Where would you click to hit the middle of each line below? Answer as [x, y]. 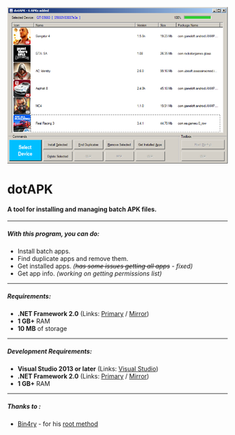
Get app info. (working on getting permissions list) [90, 273]
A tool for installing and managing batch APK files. [82, 209]
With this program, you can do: [54, 234]
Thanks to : [24, 406]
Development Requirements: [50, 351]
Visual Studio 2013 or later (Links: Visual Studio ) [88, 369]
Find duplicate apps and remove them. [73, 259]
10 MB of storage [42, 329]
